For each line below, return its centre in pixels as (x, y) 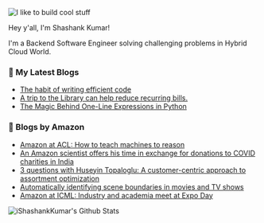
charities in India (47, 161)
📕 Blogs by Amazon (47, 127)
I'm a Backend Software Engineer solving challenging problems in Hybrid (128, 43)
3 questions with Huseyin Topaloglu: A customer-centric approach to (133, 170)
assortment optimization (59, 178)
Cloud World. (30, 51)
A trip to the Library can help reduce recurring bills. (104, 98)
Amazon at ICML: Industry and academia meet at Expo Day (116, 195)
